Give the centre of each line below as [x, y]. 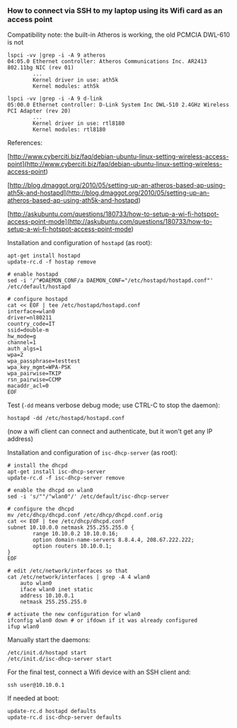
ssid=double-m [28, 330]
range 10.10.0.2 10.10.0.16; [76, 534]
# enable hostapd [33, 275]
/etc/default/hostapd [39, 287]
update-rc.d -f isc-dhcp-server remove [66, 478]
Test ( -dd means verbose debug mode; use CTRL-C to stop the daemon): [114, 405]
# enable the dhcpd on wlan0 [50, 491]
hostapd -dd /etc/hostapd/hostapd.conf [66, 419]
